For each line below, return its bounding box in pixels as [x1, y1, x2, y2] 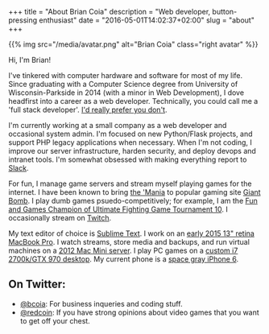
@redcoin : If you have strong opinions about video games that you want [19, 307, 259, 317]
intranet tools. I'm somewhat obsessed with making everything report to [8, 155, 247, 164]
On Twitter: [8, 278, 66, 291]
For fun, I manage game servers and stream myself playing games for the [8, 179, 252, 188]
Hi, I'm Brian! [8, 56, 52, 64]
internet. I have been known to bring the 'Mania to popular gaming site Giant [8, 188, 261, 196]
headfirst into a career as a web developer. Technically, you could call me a [8, 97, 259, 105]
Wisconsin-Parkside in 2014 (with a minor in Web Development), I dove [8, 88, 244, 97]
